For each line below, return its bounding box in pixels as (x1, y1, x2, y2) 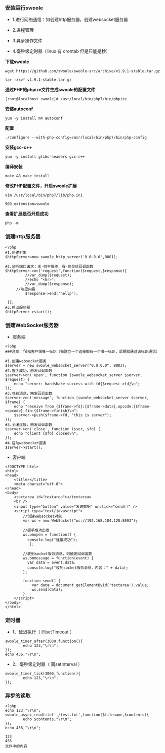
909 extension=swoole (5, 202, 50, 206)
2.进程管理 (12, 27, 34, 33)
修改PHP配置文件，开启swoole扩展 (5, 183, 77, 189)
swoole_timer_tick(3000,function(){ (5, 671, 81, 676)
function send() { (23, 578, 61, 583)
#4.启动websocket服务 (5, 440, 47, 445)
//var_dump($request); (25, 273, 72, 277)
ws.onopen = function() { (23, 532, 77, 537)
